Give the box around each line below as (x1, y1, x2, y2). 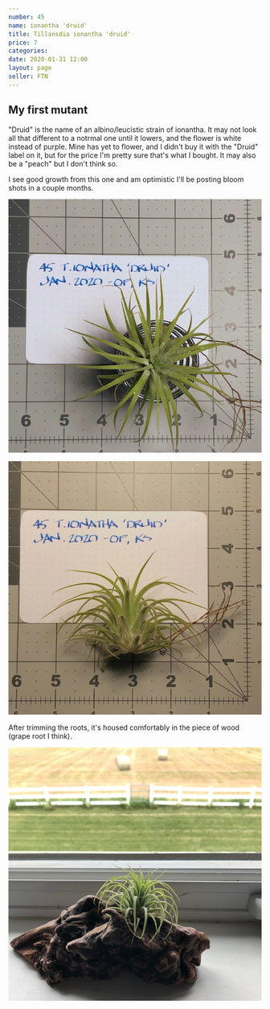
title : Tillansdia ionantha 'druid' (8, 30, 131, 38)
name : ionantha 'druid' (8, 21, 88, 30)
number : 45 (8, 13, 45, 21)
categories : (8, 47, 48, 56)
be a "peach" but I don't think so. (8, 159, 118, 168)
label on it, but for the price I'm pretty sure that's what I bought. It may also (8, 150, 256, 160)
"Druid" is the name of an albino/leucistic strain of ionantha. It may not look (8, 125, 257, 134)
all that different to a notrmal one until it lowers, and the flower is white (8, 133, 242, 142)
